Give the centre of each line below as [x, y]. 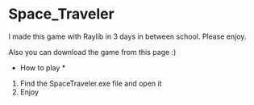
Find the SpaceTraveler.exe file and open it [91, 83]
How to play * [43, 67]
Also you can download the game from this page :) [92, 52]
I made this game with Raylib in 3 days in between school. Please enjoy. [127, 36]
